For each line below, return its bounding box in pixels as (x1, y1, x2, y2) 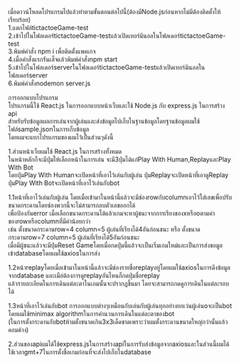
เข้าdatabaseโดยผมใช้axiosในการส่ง (8, 249, 100, 257)
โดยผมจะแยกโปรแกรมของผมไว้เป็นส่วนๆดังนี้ (8, 133, 114, 141)
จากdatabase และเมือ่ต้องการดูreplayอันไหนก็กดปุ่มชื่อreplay (8, 271, 160, 280)
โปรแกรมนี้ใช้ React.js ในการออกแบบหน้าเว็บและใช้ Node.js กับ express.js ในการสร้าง (8, 101, 225, 110)
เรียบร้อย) (8, 16, 31, 23)
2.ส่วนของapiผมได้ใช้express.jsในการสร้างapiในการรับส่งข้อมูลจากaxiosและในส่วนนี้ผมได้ (8, 340, 230, 348)
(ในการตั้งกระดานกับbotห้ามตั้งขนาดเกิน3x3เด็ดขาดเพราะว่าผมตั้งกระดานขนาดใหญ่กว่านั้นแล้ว (8, 317, 228, 326)
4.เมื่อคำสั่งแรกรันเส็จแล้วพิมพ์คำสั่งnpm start (8, 55, 118, 63)
